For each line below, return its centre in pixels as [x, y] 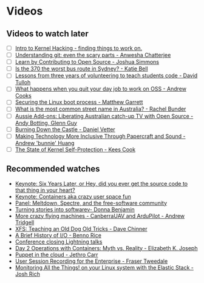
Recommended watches [53, 169]
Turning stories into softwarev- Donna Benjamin [75, 209]
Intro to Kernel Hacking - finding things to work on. [79, 48]
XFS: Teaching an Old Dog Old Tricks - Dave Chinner [81, 228]
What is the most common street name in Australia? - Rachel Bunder [100, 109]
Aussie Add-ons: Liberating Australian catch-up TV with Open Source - [104, 116]
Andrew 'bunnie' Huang [45, 143]
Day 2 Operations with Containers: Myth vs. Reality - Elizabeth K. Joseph [106, 248]
